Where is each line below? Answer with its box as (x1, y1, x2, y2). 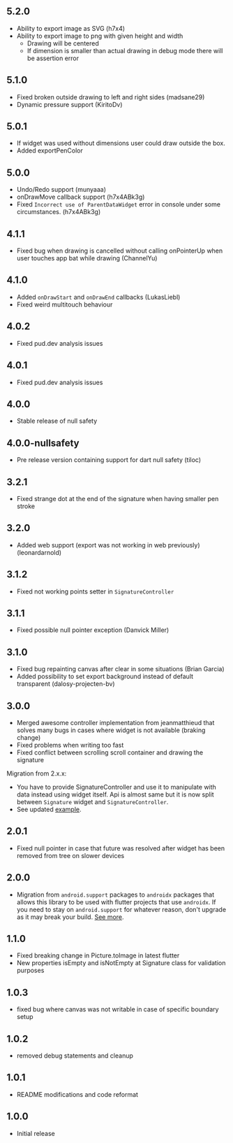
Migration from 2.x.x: (6, 769, 67, 778)
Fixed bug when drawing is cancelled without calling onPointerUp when (16, 246, 223, 255)
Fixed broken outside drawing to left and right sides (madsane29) (16, 92, 205, 101)
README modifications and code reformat (16, 1090, 139, 1098)
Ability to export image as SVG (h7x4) (16, 24, 126, 32)
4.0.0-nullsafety (6, 437, 80, 449)
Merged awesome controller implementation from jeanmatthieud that (16, 719, 215, 727)
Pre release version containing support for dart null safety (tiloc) (16, 456, 202, 464)
